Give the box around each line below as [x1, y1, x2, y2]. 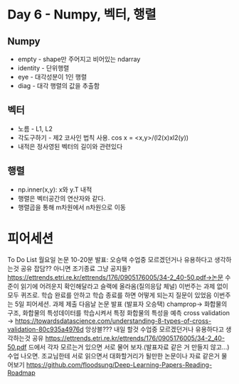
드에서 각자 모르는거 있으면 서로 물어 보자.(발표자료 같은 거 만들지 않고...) [28, 342, 230, 351]
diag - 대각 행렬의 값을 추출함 [17, 82, 100, 89]
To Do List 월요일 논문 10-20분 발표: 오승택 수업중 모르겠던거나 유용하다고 [7, 255, 213, 263]
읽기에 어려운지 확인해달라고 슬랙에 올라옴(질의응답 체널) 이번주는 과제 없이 [20, 282, 229, 290]
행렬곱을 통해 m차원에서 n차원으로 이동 [17, 203, 127, 212]
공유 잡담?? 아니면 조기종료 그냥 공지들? [20, 264, 131, 273]
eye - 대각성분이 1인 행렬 [17, 72, 87, 81]
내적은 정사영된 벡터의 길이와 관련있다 [17, 142, 123, 150]
